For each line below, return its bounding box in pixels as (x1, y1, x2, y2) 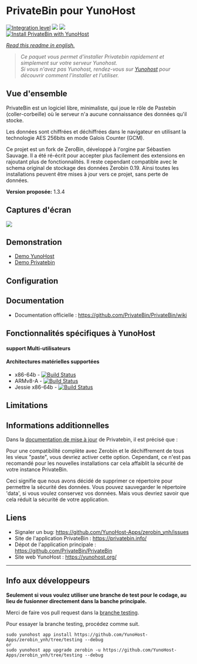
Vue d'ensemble (6, 89, 67, 99)
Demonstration (6, 237, 63, 247)
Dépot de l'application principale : (14, 540, 97, 548)
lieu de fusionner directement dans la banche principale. (6, 597, 147, 604)
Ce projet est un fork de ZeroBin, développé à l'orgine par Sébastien (6, 145, 171, 153)
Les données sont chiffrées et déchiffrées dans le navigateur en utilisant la (6, 128, 186, 135)
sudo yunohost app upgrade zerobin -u (6, 647, 101, 653)
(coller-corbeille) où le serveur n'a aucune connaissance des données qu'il (6, 110, 187, 118)
